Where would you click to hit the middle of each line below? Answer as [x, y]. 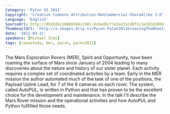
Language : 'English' [27, 19]
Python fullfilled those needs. [36, 106]
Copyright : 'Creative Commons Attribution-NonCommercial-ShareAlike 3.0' [85, 15]
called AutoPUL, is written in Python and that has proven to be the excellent [84, 90]
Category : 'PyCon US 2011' [34, 10]
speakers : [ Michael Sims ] [32, 39]
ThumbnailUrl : [20, 29]
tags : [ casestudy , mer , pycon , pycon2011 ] [51, 43]
